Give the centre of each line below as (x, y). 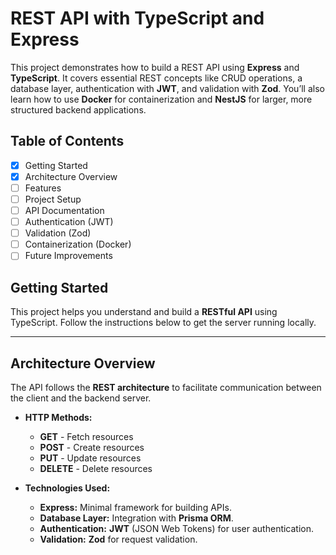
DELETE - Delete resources (96, 468)
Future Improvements (68, 256)
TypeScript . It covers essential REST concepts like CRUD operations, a (156, 78)
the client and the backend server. (81, 398)
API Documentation (64, 210)
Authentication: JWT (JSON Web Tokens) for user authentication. (177, 528)
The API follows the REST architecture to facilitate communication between (166, 387)
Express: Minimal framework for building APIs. (135, 507)
